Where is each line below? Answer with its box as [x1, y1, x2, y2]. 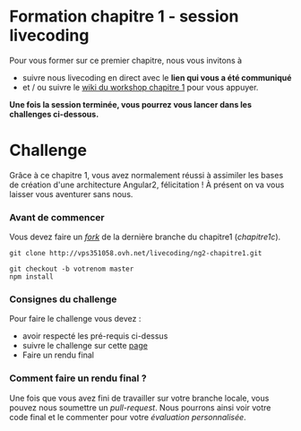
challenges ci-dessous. [9, 108, 99, 119]
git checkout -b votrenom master [9, 264, 134, 274]
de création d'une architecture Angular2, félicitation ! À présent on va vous [9, 179, 285, 190]
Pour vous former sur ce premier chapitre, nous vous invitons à [9, 55, 243, 65]
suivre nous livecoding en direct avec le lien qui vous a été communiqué [21, 72, 292, 82]
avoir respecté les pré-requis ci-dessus [21, 331, 168, 341]
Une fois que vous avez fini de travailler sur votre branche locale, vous [9, 392, 270, 403]
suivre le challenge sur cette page [21, 340, 148, 351]
